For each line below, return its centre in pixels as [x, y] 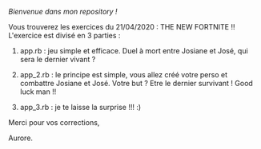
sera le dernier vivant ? [58, 59]
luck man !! [38, 92]
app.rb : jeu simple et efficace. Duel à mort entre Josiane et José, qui [134, 51]
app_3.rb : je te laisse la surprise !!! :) [80, 107]
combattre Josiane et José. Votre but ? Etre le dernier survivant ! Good [137, 83]
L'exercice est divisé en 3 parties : [64, 35]
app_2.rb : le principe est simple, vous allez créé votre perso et [124, 74]
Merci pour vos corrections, [54, 122]
